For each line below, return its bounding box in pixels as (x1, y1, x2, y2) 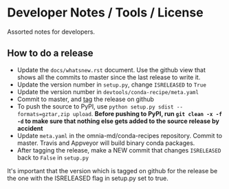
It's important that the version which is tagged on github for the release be (7, 166, 218, 175)
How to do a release (7, 47, 94, 59)
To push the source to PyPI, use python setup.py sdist (17, 102, 174, 111)
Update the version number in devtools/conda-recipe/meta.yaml (17, 87, 199, 96)
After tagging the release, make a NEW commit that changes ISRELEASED (17, 146, 221, 154)
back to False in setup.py (17, 153, 89, 162)
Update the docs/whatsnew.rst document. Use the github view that (17, 65, 206, 74)
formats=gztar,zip (17, 111, 70, 118)
